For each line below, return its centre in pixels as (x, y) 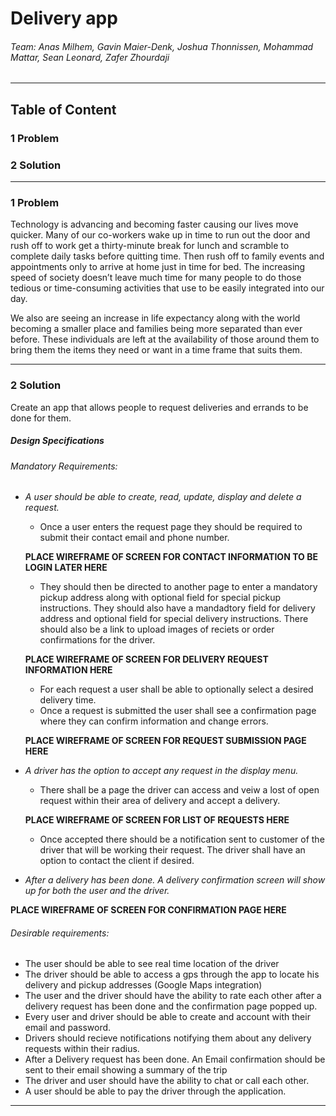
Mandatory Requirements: (64, 466)
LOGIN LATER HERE (66, 568)
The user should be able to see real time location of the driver (152, 964)
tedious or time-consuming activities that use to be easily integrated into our (167, 288)
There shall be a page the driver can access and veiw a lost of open (179, 790)
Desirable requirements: (60, 933)
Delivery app (64, 18)
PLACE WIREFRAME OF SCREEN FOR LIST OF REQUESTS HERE (157, 820)
